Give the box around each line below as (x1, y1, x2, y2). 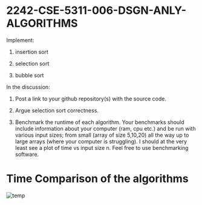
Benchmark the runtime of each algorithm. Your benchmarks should (15, 119, 184, 126)
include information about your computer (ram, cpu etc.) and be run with (15, 125, 196, 132)
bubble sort (15, 71, 44, 79)
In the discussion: (6, 83, 50, 91)
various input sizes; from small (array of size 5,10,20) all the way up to (15, 131, 189, 138)
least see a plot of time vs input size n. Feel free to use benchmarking (15, 144, 189, 151)
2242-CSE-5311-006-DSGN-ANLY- (6, 4, 186, 18)
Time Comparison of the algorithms (6, 172, 189, 186)
